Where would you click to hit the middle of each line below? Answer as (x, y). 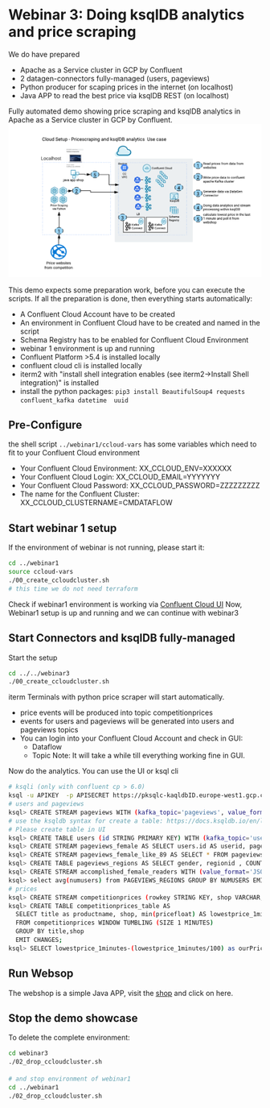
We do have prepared (44, 54)
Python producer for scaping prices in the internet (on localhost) (127, 87)
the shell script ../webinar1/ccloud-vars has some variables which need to (133, 444)
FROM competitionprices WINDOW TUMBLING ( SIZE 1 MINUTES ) (115, 923)
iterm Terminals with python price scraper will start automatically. (117, 697)
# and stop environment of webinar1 (70, 1079)
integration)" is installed (59, 382)
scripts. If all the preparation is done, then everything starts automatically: (131, 298)
